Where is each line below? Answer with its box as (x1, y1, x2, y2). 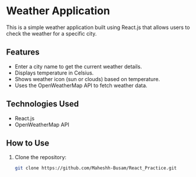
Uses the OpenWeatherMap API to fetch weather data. (14, 82, 148, 89)
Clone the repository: (14, 154, 67, 161)
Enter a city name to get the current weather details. (14, 63, 142, 70)
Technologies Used (6, 99, 79, 109)
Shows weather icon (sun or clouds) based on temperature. (14, 75, 160, 82)
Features (6, 47, 40, 57)
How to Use (6, 138, 50, 148)
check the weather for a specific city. (6, 30, 97, 37)
